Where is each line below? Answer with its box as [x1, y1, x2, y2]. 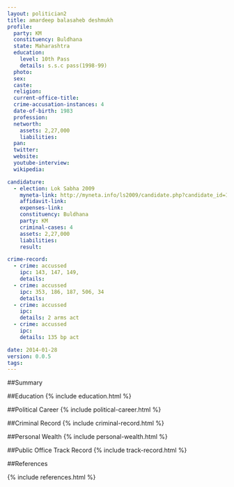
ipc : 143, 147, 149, [19, 269, 79, 276]
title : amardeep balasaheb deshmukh [7, 17, 114, 24]
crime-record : [7, 256, 49, 263]
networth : [13, 120, 42, 128]
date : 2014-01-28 [7, 346, 58, 353]
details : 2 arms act [19, 315, 79, 322]
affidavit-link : [19, 198, 68, 205]
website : [13, 153, 39, 160]
